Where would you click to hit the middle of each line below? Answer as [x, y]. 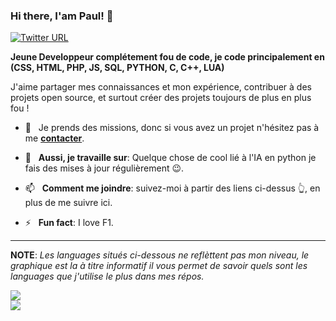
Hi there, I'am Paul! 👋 [62, 16]
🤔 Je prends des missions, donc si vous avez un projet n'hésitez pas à [172, 128]
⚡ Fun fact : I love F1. [69, 223]
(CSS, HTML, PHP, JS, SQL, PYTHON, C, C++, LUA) [117, 68]
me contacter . [54, 138]
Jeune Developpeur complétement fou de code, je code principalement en [167, 57]
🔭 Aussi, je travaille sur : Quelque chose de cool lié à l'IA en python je [170, 158]
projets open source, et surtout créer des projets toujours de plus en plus [161, 98]
